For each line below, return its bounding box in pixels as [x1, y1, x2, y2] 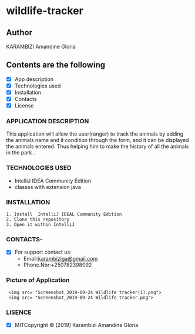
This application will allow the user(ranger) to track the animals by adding [6, 130, 184, 137]
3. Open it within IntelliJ [6, 222, 75, 228]
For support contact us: [14, 248, 72, 256]
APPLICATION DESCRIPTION [6, 117, 89, 126]
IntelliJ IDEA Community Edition [14, 177, 92, 184]
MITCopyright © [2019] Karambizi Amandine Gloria [14, 321, 139, 328]
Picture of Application [6, 276, 70, 284]
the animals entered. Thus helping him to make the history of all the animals [6, 143, 189, 150]
